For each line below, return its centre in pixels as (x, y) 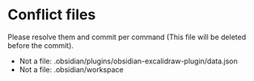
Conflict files (52, 15)
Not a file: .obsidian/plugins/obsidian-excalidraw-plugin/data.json (128, 61)
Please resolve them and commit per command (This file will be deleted (127, 37)
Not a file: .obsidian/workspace (71, 69)
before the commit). (41, 45)
